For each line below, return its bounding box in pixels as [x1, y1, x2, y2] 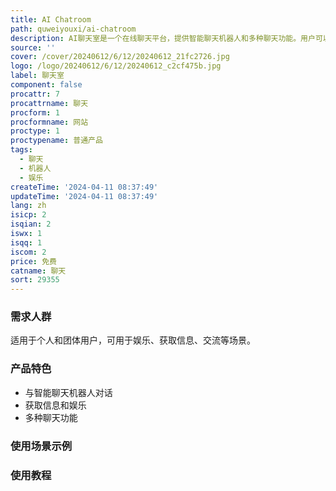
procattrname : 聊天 [10, 98, 89, 108]
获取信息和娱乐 [24, 399, 87, 411]
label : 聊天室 [10, 71, 65, 81]
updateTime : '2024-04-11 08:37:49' [10, 191, 159, 201]
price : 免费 [10, 256, 57, 266]
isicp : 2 [10, 210, 47, 220]
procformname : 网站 [10, 117, 89, 127]
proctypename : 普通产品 [10, 136, 103, 146]
